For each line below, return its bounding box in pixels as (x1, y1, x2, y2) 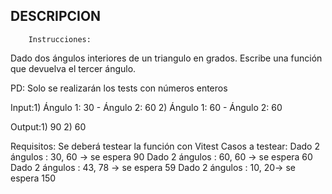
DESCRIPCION (10, 8, 102, 25)
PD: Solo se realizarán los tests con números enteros (10, 82, 228, 94)
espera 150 (10, 172, 57, 184)
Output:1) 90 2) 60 (10, 120, 87, 133)
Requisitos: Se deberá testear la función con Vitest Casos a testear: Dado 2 (10, 140, 320, 152)
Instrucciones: (28, 34, 92, 44)
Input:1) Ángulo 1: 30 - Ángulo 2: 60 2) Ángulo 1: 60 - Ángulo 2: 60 (10, 101, 283, 113)
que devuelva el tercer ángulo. (10, 62, 137, 74)
